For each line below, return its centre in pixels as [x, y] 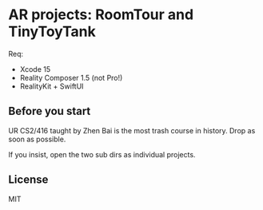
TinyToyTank [52, 32]
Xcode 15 [35, 69]
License [28, 180]
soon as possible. [37, 139]
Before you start [50, 111]
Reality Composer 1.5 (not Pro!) [71, 77]
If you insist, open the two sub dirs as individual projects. [102, 154]
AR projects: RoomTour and [101, 15]
